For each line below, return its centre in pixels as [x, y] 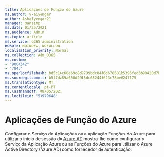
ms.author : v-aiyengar [28, 14]
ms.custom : [16, 60]
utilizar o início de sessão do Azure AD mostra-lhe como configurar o [75, 139]
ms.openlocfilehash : [26, 73]
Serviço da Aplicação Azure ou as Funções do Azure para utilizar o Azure [79, 144]
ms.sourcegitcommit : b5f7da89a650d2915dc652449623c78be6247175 [71, 78]
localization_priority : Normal [37, 50]
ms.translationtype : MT [29, 82]
